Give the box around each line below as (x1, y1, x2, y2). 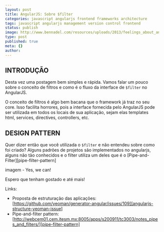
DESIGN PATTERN (5, 129, 61, 137)
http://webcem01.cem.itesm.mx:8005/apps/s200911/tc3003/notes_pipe (14, 216, 158, 222)
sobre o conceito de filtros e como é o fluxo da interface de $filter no (5, 84, 147, 91)
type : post (5, 35, 27, 40)
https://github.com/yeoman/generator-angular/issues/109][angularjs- (14, 201, 154, 207)
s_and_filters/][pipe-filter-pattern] (12, 221, 81, 228)
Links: (5, 186, 17, 192)
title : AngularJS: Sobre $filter (5, 12, 73, 17)
